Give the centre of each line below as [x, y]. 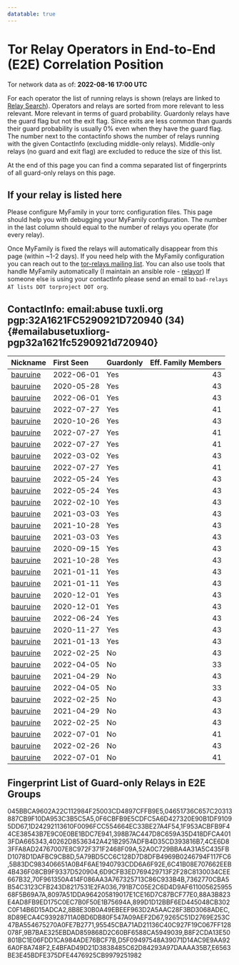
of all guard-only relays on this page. [61, 173]
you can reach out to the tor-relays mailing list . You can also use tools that [116, 264]
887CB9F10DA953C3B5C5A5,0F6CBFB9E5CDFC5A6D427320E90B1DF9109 [120, 819]
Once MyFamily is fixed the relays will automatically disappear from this [113, 249]
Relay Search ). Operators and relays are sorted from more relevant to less [116, 106]
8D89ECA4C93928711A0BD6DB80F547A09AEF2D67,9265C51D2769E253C [119, 917]
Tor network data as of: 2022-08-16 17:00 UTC [77, 84]
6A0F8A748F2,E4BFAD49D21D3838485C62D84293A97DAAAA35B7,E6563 [119, 948]
